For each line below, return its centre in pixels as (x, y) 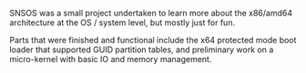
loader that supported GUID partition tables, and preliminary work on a (142, 50)
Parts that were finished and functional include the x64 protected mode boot (153, 40)
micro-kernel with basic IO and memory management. (111, 59)
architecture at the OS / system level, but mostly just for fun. (122, 23)
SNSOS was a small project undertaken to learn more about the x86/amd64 (151, 13)
